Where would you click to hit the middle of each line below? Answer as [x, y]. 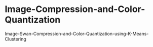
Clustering [15, 39]
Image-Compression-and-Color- [75, 9]
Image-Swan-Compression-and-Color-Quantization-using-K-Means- [77, 33]
